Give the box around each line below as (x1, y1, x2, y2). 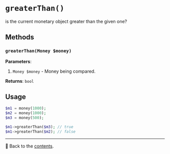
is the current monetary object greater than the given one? (5, 18, 127, 24)
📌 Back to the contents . (5, 143, 54, 149)
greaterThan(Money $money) (5, 48, 72, 54)
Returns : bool (5, 78, 34, 84)
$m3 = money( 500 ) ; (5, 115, 44, 121)
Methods (5, 33, 34, 41)
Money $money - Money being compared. (12, 68, 96, 74)
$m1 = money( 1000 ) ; (5, 106, 47, 111)
